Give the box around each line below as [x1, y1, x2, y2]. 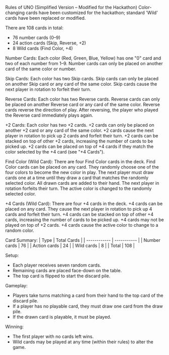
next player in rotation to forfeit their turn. [5, 86, 91, 92]
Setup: [5, 252, 19, 258]
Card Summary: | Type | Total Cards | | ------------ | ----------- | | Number [5, 237, 160, 243]
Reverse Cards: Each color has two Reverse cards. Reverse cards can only [5, 96, 160, 102]
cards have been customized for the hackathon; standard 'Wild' [26, 10, 158, 16]
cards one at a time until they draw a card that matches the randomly [5, 175, 149, 181]
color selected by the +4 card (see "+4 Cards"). [5, 149, 105, 155]
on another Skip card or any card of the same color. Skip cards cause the [5, 81, 157, 87]
